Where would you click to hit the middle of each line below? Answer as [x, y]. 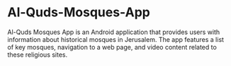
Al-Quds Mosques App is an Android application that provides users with [114, 32]
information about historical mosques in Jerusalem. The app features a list [116, 39]
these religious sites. [38, 55]
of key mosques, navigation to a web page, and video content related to [112, 47]
